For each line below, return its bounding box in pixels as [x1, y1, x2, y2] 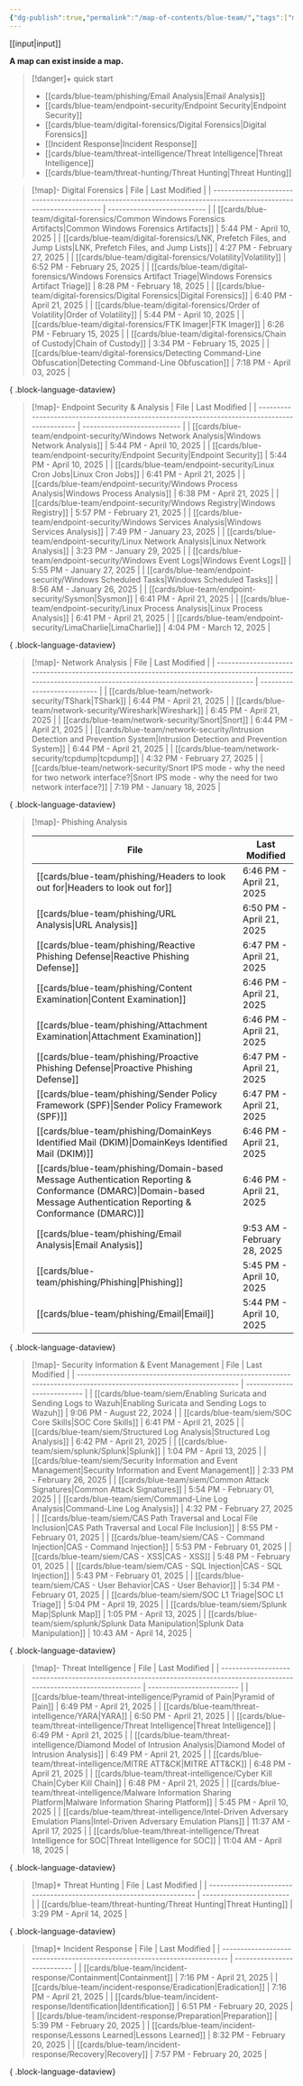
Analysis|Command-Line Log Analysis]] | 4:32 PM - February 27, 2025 [31, 1502, 293, 1513]
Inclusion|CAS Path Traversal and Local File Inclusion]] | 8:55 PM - [31, 1521, 280, 1533]
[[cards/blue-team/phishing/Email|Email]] [35, 1307, 215, 1319]
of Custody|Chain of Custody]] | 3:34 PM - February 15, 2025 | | [31, 337, 271, 348]
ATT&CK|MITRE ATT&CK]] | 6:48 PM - [150, 1758, 291, 1769]
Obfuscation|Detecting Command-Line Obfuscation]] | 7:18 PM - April [31, 357, 291, 368]
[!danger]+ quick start [31, 73, 114, 84]
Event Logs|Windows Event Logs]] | [158, 555, 291, 565]
